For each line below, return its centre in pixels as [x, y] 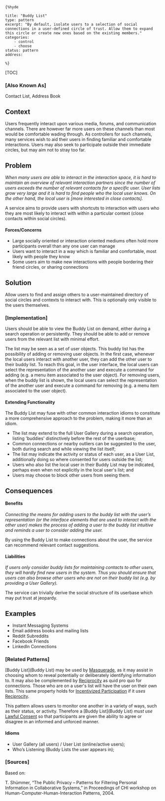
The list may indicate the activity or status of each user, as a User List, [83, 454]
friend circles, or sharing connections [50, 267]
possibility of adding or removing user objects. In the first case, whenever [80, 354]
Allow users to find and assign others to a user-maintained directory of [77, 294]
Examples [20, 613]
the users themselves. [28, 305]
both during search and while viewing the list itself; [64, 449]
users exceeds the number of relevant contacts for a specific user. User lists [83, 188]
